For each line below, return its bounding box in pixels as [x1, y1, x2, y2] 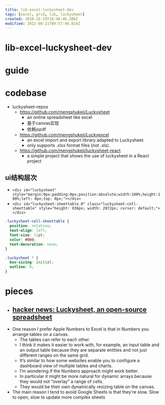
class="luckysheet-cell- [87, 202, 138, 207]
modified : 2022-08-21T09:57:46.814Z [5, 21, 80, 26]
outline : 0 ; [9, 264, 34, 269]
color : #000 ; [9, 237, 36, 242]
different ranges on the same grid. [19, 352, 89, 358]
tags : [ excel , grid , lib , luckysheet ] [5, 12, 85, 17]
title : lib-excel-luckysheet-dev [5, 7, 74, 12]
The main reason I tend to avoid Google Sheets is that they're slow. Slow [12, 389, 159, 395]
